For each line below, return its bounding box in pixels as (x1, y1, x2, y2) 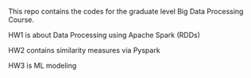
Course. (8, 15, 34, 24)
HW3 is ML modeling (8, 61, 77, 70)
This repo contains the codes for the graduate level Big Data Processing (8, 7, 244, 16)
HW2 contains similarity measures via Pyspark (8, 46, 160, 54)
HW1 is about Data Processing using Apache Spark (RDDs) (8, 31, 201, 39)
